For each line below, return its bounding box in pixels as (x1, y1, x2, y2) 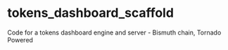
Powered (7, 35, 34, 44)
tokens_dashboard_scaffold (7, 5, 175, 21)
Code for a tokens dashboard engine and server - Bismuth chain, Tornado (7, 28, 222, 37)
